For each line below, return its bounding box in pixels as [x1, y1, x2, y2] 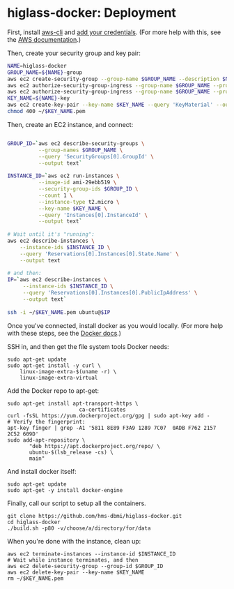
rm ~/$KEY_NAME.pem [7, 574, 64, 582]
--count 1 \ [38, 192, 73, 199]
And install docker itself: [7, 467, 77, 475]
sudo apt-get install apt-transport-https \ [7, 400, 139, 407]
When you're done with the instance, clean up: [7, 537, 141, 545]
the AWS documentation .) [7, 35, 81, 43]
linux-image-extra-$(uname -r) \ [19, 368, 117, 375]
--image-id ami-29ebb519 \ [38, 179, 117, 186]
